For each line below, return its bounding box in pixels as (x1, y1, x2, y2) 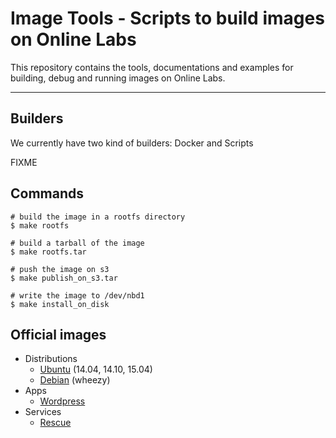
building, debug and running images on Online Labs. (10, 72, 226, 84)
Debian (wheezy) (39, 374, 111, 386)
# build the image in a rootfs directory (10, 212, 186, 222)
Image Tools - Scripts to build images (10, 7, 325, 30)
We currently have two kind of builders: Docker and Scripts (10, 137, 254, 149)
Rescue (39, 417, 72, 429)
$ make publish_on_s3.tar (10, 273, 118, 283)
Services (24, 406, 62, 418)
